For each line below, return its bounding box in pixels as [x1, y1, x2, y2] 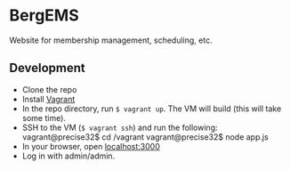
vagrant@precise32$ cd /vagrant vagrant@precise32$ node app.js [21, 131, 269, 142]
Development [9, 61, 86, 76]
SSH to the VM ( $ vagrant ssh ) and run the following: [21, 122, 218, 133]
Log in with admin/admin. [21, 150, 116, 161]
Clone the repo [21, 84, 77, 94]
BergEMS [9, 5, 80, 26]
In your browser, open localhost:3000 [21, 141, 160, 151]
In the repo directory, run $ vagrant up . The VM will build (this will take [21, 103, 282, 114]
